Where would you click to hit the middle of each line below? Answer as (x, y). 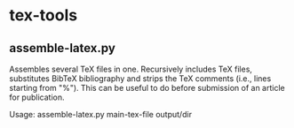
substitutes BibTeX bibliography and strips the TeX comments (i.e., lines (140, 79)
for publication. (37, 97)
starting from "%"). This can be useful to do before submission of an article (147, 88)
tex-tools (44, 15)
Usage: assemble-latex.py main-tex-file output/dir (101, 114)
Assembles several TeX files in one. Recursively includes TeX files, (131, 69)
